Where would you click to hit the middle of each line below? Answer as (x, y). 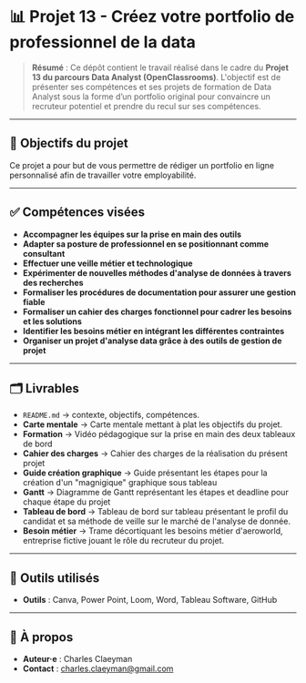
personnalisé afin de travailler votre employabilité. (103, 175)
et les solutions (52, 321)
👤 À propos (41, 637)
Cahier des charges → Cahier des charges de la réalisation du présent (155, 454)
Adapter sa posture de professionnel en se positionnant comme (146, 244)
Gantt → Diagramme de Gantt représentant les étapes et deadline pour (155, 493)
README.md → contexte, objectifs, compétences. (111, 415)
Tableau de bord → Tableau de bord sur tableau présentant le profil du (155, 512)
